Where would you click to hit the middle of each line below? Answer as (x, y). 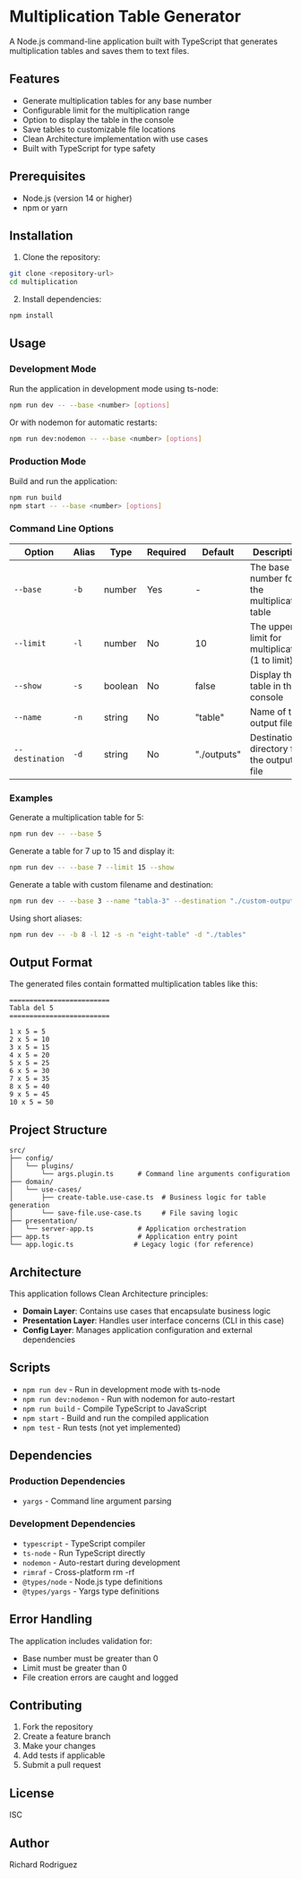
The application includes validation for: (81, 1641)
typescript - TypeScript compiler (84, 1543)
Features (34, 79)
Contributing (46, 1706)
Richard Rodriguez (43, 1865)
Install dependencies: (62, 299)
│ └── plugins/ (42, 1166)
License (32, 1793)
